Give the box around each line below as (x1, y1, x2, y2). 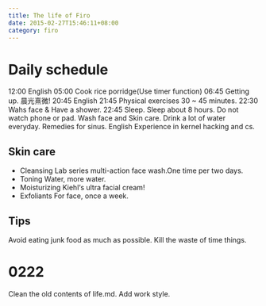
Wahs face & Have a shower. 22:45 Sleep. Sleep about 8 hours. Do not (8, 105, 239, 115)
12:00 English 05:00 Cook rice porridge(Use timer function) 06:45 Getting (8, 86, 250, 96)
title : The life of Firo (8, 11, 91, 20)
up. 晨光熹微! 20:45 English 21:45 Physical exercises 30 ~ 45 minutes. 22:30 (8, 96, 258, 105)
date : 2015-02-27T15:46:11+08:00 (8, 19, 119, 27)
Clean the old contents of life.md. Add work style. (8, 289, 171, 298)
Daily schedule (8, 60, 109, 78)
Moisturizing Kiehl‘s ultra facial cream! (19, 183, 145, 193)
